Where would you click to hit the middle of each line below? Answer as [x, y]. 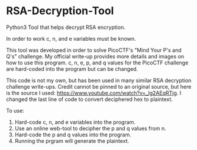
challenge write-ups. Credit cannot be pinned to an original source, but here [99, 86]
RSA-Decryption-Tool [60, 11]
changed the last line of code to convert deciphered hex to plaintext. [90, 99]
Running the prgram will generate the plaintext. [72, 141]
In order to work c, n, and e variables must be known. [71, 38]
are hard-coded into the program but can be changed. [72, 69]
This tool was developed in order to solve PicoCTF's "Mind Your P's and [94, 50]
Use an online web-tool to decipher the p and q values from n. [91, 128]
